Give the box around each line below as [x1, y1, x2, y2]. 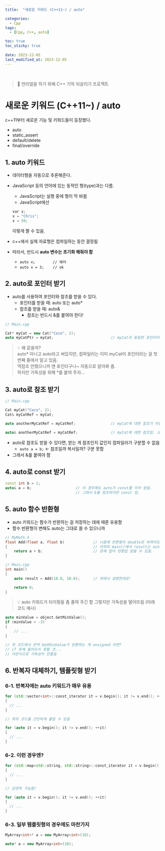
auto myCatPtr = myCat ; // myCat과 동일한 [5, 335, 144, 340]
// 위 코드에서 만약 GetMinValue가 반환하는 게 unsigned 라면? [5, 642, 122, 647]
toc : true [5, 39, 26, 44]
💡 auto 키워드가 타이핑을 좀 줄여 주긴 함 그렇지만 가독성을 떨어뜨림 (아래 [17, 599, 155, 605]
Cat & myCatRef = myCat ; [5, 412, 54, 417]
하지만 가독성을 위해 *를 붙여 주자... [17, 369, 85, 375]
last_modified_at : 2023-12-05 [5, 57, 67, 62]
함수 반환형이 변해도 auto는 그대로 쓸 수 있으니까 [12, 525, 106, 531]
